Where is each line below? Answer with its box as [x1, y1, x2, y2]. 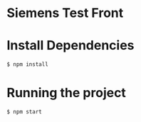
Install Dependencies [6, 38, 135, 54]
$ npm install [6, 61, 49, 68]
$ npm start [6, 108, 42, 115]
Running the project [6, 85, 126, 101]
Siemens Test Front [6, 5, 124, 21]
